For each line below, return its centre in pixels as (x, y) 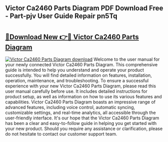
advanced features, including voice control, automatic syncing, (70, 107)
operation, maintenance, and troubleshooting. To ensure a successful (77, 81)
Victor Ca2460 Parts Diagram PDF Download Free (84, 8)
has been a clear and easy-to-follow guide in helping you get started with (81, 123)
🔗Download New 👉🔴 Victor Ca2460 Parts (72, 37)
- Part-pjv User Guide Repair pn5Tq (61, 16)
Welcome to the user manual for (127, 59)
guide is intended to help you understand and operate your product (75, 70)
